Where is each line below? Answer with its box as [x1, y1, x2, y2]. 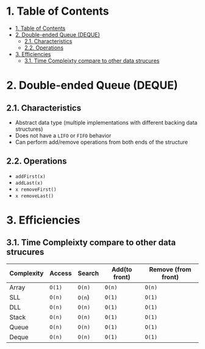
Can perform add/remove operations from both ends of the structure [15, 138, 188, 145]
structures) [15, 125, 43, 133]
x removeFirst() [15, 186, 57, 193]
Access [49, 269, 72, 277]
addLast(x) [15, 180, 43, 186]
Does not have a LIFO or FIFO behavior [15, 131, 112, 139]
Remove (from [149, 265, 192, 273]
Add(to [111, 265, 132, 273]
